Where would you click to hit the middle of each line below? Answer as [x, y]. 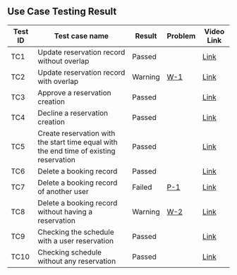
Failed [142, 187]
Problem [181, 36]
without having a [65, 212]
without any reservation [77, 261]
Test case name [81, 36]
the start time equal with [78, 142]
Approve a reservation [74, 92]
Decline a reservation [73, 113]
